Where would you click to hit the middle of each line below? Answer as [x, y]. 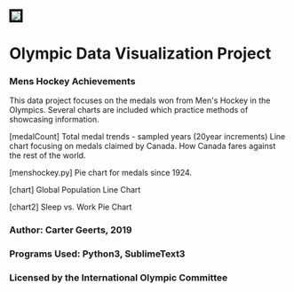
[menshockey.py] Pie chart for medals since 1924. [101, 173]
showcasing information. [54, 120]
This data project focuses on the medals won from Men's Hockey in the [140, 100]
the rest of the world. [48, 155]
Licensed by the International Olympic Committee [119, 278]
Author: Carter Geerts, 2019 [71, 230]
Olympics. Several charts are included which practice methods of [129, 110]
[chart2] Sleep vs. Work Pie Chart [71, 207]
